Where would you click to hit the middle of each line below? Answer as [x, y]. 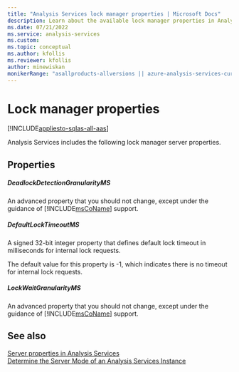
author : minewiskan [36, 67]
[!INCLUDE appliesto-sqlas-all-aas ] [58, 128]
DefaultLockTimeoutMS [43, 224]
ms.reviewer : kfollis [39, 61]
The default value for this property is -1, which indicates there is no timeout [117, 264]
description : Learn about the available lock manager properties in [111, 21]
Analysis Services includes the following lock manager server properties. [115, 143]
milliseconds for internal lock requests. [64, 250]
